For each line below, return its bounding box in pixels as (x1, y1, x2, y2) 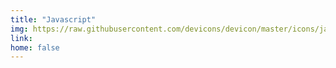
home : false (10, 42, 60, 53)
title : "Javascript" (10, 14, 97, 25)
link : (10, 33, 33, 43)
